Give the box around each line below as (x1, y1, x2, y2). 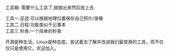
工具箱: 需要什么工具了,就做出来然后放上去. (5, 5, 96, 10)
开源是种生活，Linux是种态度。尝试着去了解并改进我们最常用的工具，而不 (5, 39, 159, 45)
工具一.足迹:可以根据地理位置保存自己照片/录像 (5, 15, 103, 21)
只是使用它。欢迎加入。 (9, 45, 59, 51)
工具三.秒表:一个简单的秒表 (5, 28, 62, 34)
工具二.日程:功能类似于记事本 (5, 22, 66, 27)
